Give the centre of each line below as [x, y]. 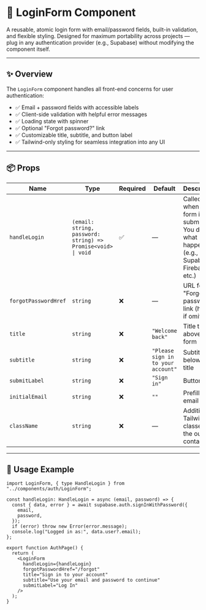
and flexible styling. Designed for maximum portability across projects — [98, 36]
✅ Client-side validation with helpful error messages [81, 114]
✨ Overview [30, 74]
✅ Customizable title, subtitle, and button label [74, 135]
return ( [23, 554]
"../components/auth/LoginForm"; [49, 489]
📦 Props [23, 168]
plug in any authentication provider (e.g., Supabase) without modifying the [100, 42]
